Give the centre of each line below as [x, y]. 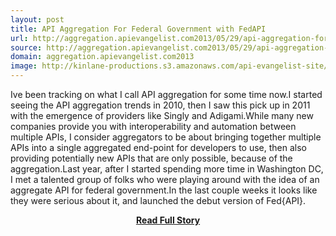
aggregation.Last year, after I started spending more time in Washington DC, [167, 169]
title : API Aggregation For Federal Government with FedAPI [138, 29]
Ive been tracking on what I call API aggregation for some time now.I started [166, 94]
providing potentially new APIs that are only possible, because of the [151, 158]
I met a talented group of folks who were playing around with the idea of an [165, 179]
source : [26, 47]
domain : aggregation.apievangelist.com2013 [102, 57]
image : [24, 66]
